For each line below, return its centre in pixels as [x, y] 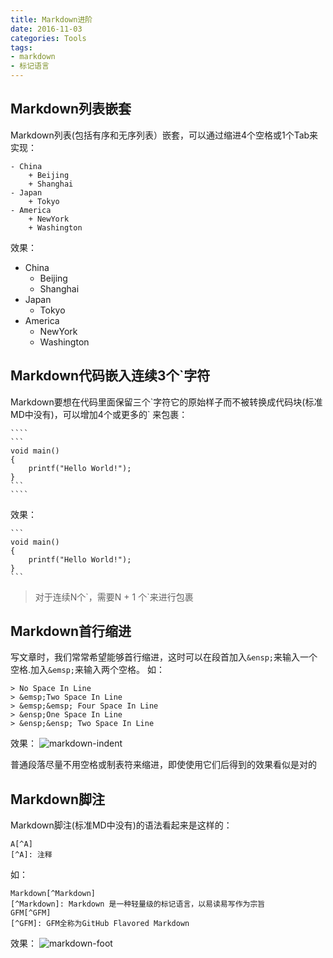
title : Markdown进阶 [51, 19]
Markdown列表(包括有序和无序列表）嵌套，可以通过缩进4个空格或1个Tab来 [164, 135]
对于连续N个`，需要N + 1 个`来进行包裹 [114, 597]
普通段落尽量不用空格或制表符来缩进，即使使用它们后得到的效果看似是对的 [163, 765]
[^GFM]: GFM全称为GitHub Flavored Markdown [100, 924]
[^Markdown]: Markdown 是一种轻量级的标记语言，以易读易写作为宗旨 [138, 904]
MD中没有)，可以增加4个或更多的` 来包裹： [99, 414]
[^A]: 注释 [31, 855]
